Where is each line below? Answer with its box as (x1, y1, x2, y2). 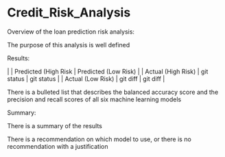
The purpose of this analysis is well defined (7, 40, 130, 49)
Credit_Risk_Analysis (7, 5, 131, 21)
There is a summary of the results (7, 121, 103, 130)
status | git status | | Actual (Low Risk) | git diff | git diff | (7, 74, 165, 83)
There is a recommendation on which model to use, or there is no (7, 135, 192, 143)
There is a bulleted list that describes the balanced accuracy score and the (7, 88, 219, 96)
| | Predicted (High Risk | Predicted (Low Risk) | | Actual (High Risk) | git (7, 67, 209, 75)
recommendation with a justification (7, 142, 108, 150)
